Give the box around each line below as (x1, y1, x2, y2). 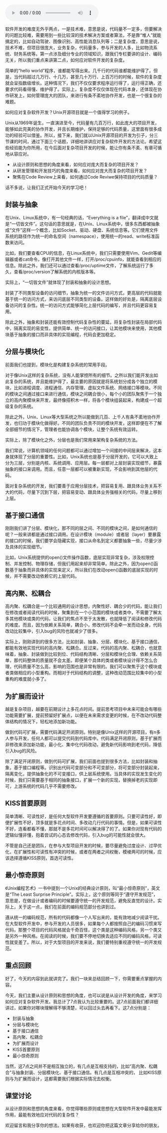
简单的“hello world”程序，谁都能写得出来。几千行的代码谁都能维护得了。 (5, 68, 154, 74)
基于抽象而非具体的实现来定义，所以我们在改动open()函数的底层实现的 (9, 567, 154, 573)
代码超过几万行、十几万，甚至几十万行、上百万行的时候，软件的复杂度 (18, 74, 162, 80)
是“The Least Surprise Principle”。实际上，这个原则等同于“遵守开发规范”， (5, 891, 158, 897)
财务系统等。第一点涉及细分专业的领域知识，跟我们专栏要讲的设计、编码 (13, 51, 162, 57)
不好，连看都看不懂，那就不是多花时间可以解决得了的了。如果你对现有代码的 (5, 826, 162, 832)
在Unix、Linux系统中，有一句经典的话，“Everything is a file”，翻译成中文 (5, 214, 154, 220)
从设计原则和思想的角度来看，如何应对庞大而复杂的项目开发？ (12, 162, 139, 167)
